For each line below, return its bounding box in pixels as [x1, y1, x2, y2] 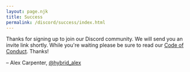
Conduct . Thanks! [6, 48, 49, 55]
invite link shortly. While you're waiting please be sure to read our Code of [6, 42, 184, 49]
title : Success [6, 14, 43, 20]
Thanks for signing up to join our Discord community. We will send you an [6, 36, 183, 43]
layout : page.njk [6, 8, 48, 15]
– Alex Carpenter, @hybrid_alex [6, 59, 82, 66]
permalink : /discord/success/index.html [6, 19, 106, 25]
